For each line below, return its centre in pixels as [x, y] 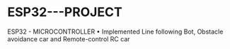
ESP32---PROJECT [65, 12]
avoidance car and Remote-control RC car [69, 38]
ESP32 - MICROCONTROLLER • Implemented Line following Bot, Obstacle [115, 31]
